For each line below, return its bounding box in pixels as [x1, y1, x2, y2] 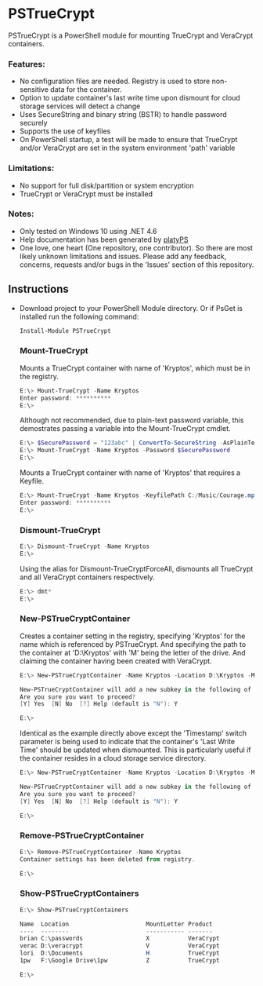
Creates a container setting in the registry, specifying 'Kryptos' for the [19, 631, 246, 641]
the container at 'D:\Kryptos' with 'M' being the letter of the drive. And [19, 648, 246, 657]
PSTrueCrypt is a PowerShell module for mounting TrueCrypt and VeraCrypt [8, 31, 254, 40]
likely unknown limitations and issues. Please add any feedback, [19, 251, 227, 261]
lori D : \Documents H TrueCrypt [19, 949, 220, 958]
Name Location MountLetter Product [19, 920, 213, 928]
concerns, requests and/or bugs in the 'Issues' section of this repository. [19, 260, 254, 269]
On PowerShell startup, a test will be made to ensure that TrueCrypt [19, 135, 238, 144]
